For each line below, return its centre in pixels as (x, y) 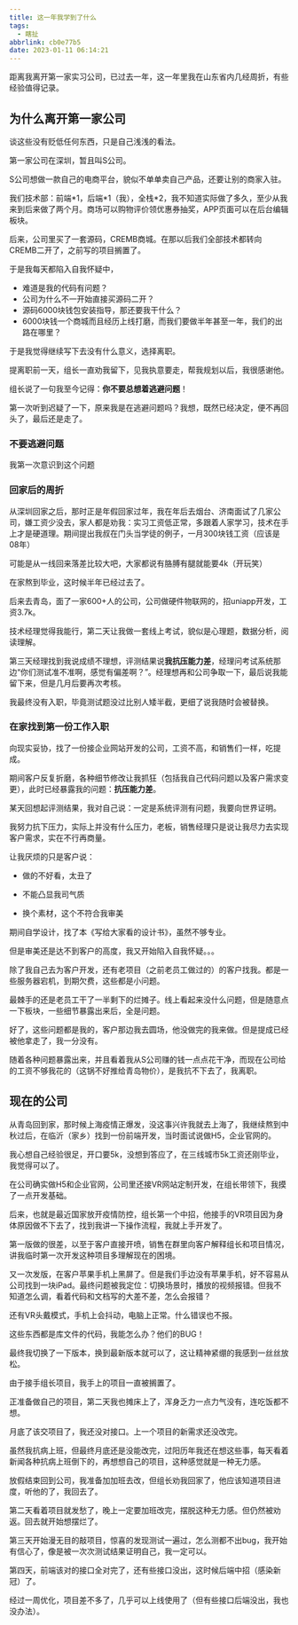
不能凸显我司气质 (53, 894)
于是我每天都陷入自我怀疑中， (63, 269)
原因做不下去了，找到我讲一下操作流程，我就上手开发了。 (122, 1225)
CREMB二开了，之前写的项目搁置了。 (78, 250)
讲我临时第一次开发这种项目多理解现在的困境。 (94, 1255)
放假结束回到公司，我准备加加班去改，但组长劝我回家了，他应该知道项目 (141, 1480)
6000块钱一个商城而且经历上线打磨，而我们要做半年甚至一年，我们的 (148, 321)
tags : (19, 26)
